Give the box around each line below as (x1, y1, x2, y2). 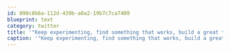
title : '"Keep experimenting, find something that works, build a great (7, 28, 219, 36)
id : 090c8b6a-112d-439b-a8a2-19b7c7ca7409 (7, 9, 130, 17)
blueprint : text (7, 16, 53, 23)
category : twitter (7, 22, 60, 29)
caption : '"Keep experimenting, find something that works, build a (7, 35, 207, 42)
